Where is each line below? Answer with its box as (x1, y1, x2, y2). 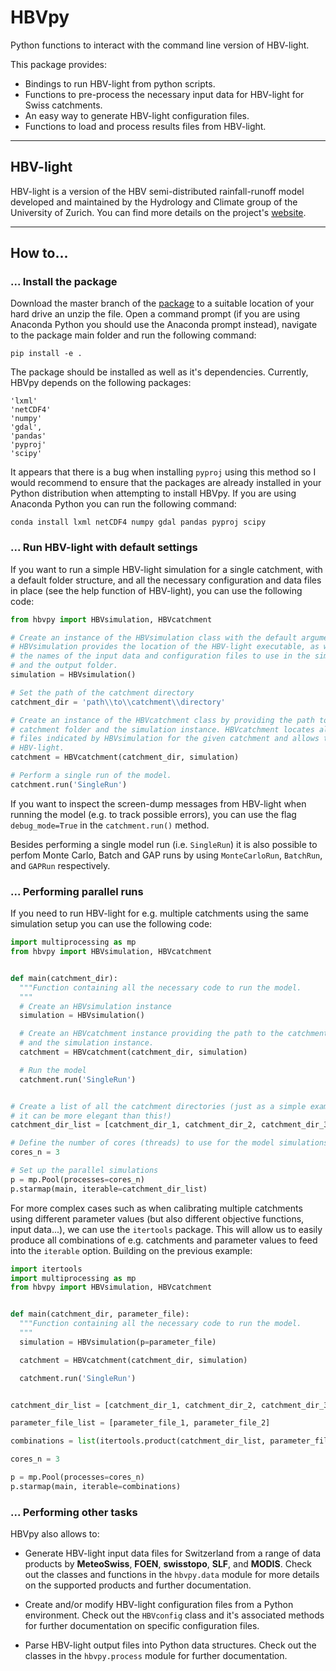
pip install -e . (10, 349, 83, 359)
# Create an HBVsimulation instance (19, 1001, 172, 1011)
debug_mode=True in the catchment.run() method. (10, 819, 210, 831)
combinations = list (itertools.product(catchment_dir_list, (10, 1436, 267, 1446)
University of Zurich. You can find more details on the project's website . (10, 206, 307, 218)
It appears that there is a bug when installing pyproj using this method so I (10, 466, 317, 478)
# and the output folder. (10, 661, 118, 671)
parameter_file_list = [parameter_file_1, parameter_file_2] (10, 1418, 271, 1428)
